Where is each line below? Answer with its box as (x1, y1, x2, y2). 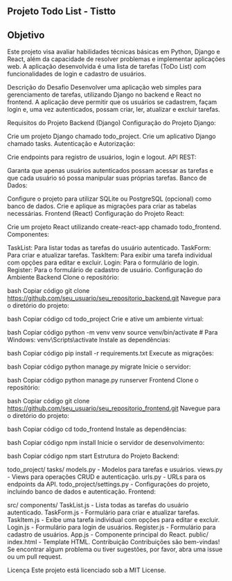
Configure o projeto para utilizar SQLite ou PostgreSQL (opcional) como (7, 194, 212, 203)
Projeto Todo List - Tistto (7, 6, 116, 17)
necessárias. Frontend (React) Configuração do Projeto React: (7, 210, 185, 218)
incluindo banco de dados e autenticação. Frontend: (7, 487, 156, 496)
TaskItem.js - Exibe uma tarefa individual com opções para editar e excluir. (7, 516, 220, 524)
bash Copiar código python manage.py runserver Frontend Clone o (7, 376, 199, 385)
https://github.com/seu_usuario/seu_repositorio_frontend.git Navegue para (7, 404, 220, 412)
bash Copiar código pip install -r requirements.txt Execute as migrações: (7, 349, 214, 357)
